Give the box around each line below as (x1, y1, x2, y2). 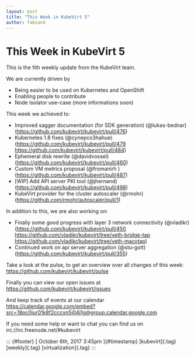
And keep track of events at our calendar (6, 297, 105, 304)
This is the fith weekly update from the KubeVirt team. (6, 64, 136, 71)
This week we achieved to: (6, 111, 71, 118)
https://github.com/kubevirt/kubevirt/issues (6, 285, 111, 293)
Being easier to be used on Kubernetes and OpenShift (14, 87, 145, 94)
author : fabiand (6, 19, 46, 25)
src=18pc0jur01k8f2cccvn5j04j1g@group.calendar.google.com (6, 309, 158, 316)
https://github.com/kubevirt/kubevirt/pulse (6, 267, 109, 275)
